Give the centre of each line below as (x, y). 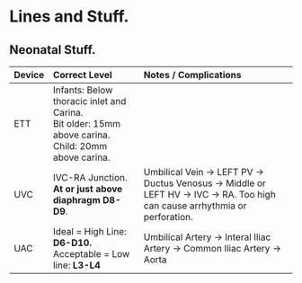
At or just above (88, 189)
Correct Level (82, 75)
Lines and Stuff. (69, 17)
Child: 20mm (80, 146)
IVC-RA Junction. (90, 177)
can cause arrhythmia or (195, 206)
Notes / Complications (192, 75)
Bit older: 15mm (87, 124)
